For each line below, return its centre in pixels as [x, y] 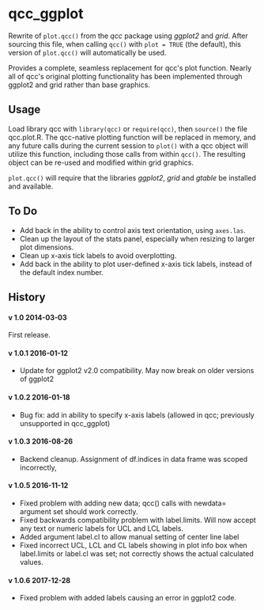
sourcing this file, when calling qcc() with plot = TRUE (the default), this [124, 44]
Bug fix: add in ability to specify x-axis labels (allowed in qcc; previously [137, 415]
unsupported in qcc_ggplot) [65, 423]
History [27, 297]
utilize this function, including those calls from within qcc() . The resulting [127, 154]
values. [31, 562]
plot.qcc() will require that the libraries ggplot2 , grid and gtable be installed [132, 177]
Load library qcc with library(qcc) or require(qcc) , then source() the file [128, 128]
